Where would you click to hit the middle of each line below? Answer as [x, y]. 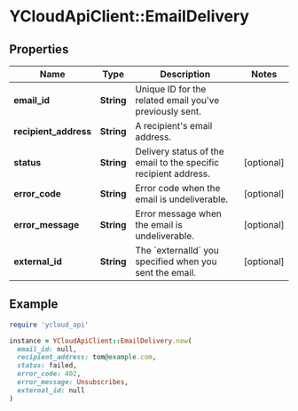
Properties [39, 49]
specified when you [176, 262]
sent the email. [166, 273]
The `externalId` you [177, 250]
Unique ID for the [171, 89]
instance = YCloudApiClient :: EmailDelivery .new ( [101, 341]
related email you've [177, 100]
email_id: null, [47, 349]
